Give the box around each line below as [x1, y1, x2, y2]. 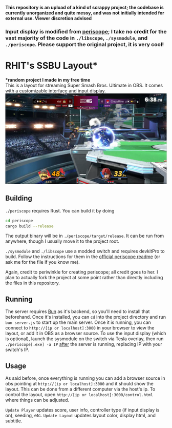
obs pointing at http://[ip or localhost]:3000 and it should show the [5, 381, 154, 387]
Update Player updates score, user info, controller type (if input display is [5, 407, 160, 413]
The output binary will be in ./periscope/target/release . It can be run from [5, 233, 164, 239]
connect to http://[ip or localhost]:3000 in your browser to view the [5, 325, 155, 331]
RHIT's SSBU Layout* [5, 60, 98, 71]
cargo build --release [5, 223, 54, 229]
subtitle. [5, 418, 23, 424]
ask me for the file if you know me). [5, 259, 80, 265]
